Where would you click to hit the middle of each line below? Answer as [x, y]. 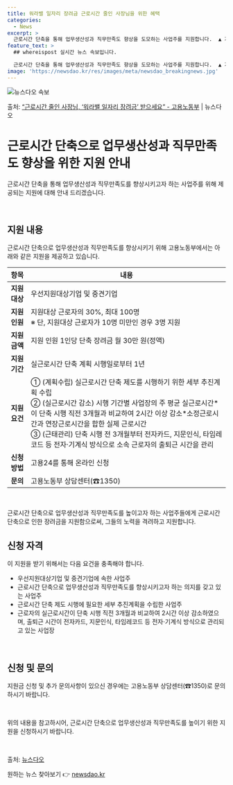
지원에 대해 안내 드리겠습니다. [65, 192]
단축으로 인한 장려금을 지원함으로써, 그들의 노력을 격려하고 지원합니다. [102, 521]
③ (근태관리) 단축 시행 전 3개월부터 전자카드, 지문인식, [116, 434]
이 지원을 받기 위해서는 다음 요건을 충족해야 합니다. [76, 564]
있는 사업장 [40, 630]
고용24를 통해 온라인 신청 [70, 463]
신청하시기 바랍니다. [47, 731]
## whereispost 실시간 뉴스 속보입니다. [65, 53]
